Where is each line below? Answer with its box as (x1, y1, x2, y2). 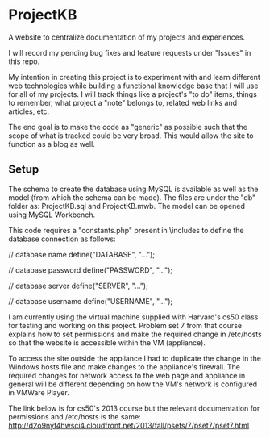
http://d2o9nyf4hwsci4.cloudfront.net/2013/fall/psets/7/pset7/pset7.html (8, 420, 250, 430)
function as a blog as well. (8, 139, 95, 148)
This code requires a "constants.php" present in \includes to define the (8, 225, 244, 235)
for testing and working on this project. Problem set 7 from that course (8, 320, 243, 330)
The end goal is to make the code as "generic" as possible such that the (8, 122, 248, 131)
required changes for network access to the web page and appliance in (8, 370, 246, 380)
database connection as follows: (8, 234, 116, 244)
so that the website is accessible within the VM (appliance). (8, 337, 206, 348)
